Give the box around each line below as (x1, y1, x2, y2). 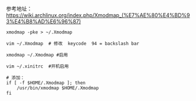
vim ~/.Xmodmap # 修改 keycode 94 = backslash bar (6, 41, 140, 46)
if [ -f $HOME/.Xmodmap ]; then (6, 80, 86, 86)
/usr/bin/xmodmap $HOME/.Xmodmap (17, 85, 99, 91)
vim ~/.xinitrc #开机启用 (6, 63, 69, 69)
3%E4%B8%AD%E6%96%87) (6, 18, 81, 25)
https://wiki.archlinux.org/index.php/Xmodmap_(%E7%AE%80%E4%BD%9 (6, 12, 190, 19)
